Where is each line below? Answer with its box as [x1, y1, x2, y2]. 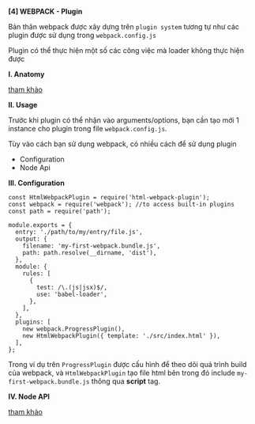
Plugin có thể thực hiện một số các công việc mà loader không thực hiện [8, 46, 245, 55]
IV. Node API [8, 392, 50, 401]
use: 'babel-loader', [36, 290, 108, 298]
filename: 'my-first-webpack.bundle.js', [22, 242, 160, 250]
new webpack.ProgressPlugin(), [22, 325, 126, 333]
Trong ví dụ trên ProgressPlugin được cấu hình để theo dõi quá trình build [8, 360, 247, 369]
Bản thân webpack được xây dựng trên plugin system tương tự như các [8, 22, 239, 31]
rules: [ [22, 270, 51, 278]
